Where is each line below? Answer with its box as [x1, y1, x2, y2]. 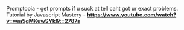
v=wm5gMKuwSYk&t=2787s [6, 18, 80, 24]
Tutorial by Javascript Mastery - [6, 11, 86, 18]
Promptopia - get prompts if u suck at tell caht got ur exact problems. [6, 5, 179, 12]
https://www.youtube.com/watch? [86, 11, 177, 18]
